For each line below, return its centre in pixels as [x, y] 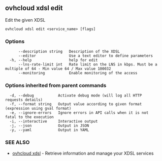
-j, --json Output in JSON [49, 126]
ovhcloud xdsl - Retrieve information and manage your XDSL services [83, 153]
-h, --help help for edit [54, 60]
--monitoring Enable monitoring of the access [78, 73]
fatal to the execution [30, 117]
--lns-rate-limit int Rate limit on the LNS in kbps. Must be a [88, 64]
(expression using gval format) [38, 109]
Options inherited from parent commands [56, 86]
